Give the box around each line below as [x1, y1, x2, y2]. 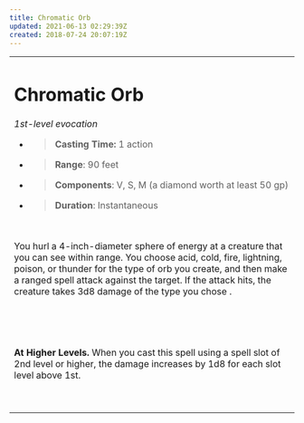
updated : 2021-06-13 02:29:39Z [9, 22, 128, 31]
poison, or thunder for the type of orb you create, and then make [14, 262, 288, 274]
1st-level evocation [14, 117, 98, 130]
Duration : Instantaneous [54, 198, 158, 211]
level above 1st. [14, 369, 81, 381]
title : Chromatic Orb [9, 13, 91, 23]
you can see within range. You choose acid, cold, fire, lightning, [14, 251, 282, 264]
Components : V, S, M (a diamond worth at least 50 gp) [54, 178, 290, 191]
